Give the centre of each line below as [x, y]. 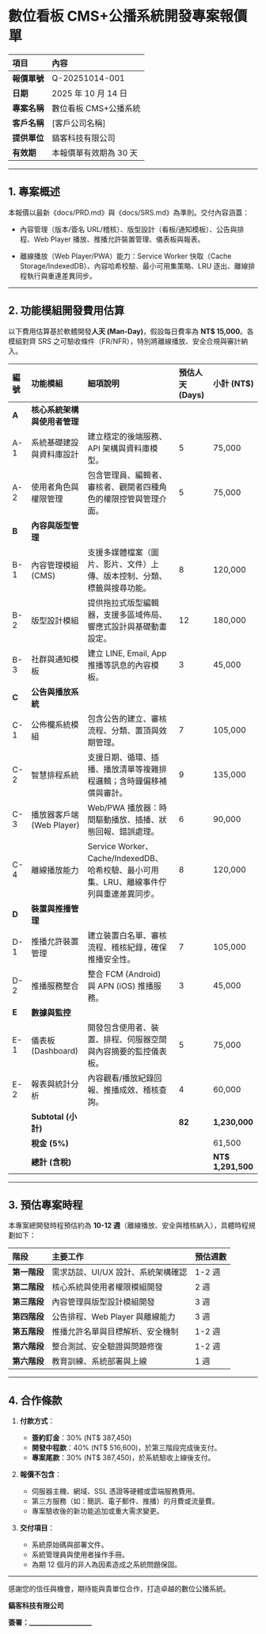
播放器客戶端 [55, 814]
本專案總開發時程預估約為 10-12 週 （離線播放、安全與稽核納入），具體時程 [129, 1225]
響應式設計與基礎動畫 [127, 627]
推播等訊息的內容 [120, 665]
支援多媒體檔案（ [120, 552]
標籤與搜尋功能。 [120, 588]
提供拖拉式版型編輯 [123, 603]
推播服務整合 [55, 985]
